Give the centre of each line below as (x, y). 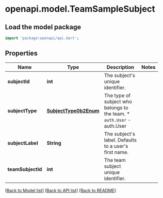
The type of (117, 95)
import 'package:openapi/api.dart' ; (42, 38)
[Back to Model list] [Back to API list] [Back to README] (61, 190)
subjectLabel (23, 143)
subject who (118, 101)
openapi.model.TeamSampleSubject (80, 9)
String (54, 143)
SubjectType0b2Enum (73, 111)
